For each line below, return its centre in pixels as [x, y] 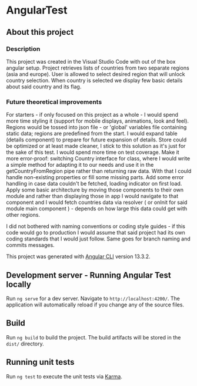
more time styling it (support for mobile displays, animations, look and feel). [98, 121]
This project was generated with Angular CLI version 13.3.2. [78, 256]
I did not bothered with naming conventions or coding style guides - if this [96, 226]
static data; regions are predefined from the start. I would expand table [92, 134]
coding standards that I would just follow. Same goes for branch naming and [98, 239]
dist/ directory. [25, 344]
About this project [40, 32]
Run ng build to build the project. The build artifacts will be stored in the [94, 337]
